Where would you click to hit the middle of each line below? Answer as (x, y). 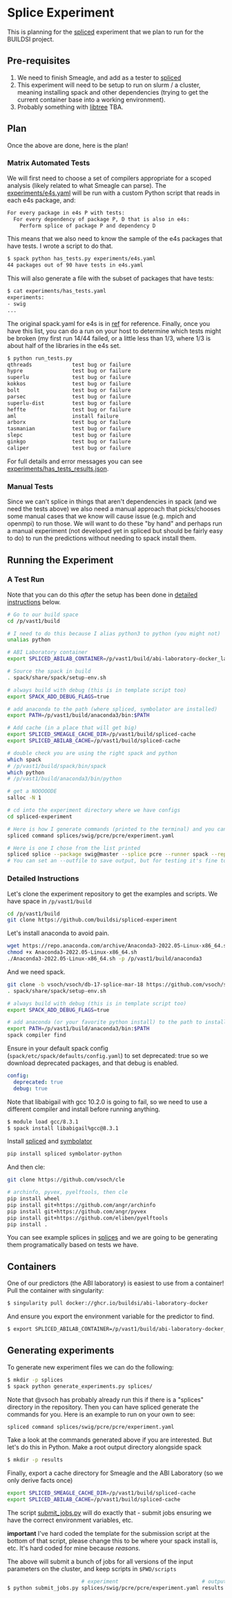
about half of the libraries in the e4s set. (64, 345)
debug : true (31, 1088)
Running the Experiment (60, 560)
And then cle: (26, 1167)
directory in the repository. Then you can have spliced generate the (103, 1407)
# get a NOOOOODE (32, 791)
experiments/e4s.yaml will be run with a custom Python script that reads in (114, 193)
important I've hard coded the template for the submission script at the (108, 1534)
